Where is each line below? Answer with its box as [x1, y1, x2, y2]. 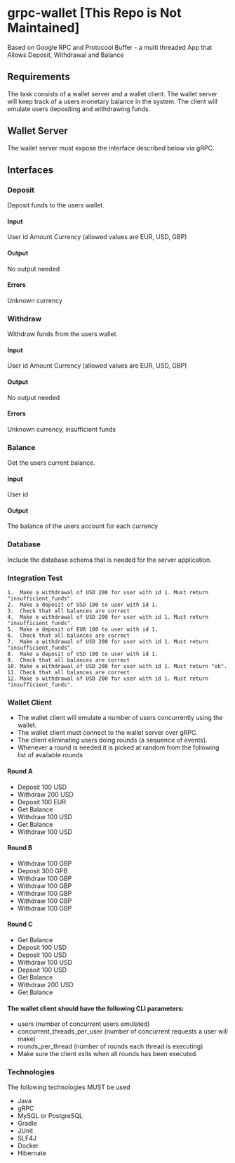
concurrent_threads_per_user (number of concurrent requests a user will [17, 1027, 228, 1036]
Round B [7, 844, 33, 852]
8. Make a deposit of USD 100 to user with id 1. [7, 650, 159, 658]
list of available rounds [17, 751, 83, 759]
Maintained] [7, 20, 80, 36]
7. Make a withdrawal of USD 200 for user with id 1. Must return [7, 638, 209, 645]
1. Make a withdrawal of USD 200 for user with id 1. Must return [7, 589, 209, 596]
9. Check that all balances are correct [7, 657, 130, 664]
